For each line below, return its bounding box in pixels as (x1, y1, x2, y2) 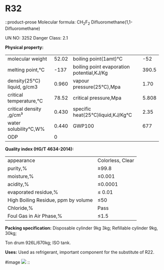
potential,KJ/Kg (73, 69, 108, 76)
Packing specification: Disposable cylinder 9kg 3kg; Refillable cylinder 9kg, (5, 225, 158, 231)
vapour (73, 77, 89, 84)
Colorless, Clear (97, 157, 134, 164)
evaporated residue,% (7, 188, 59, 195)
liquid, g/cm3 (7, 83, 38, 90)
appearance (7, 157, 35, 164)
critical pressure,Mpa (73, 94, 122, 101)
